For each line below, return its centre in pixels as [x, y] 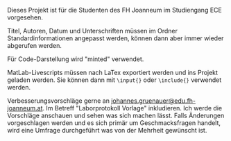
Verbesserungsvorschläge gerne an [58, 101]
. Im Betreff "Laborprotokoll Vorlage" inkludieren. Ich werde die [132, 108]
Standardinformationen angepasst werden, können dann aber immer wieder [115, 38]
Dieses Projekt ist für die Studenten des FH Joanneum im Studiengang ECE [114, 10]
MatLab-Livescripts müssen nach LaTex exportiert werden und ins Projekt [113, 73]
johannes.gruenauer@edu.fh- [153, 101]
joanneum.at [25, 108]
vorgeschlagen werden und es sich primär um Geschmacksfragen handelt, [114, 123]
